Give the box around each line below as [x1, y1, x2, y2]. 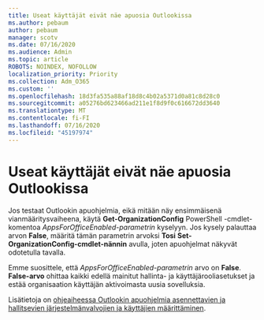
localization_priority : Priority [8, 70, 118, 78]
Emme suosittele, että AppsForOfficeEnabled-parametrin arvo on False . [8, 262, 242, 272]
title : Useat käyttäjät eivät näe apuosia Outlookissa [8, 11, 192, 20]
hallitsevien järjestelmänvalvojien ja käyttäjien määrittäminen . [8, 303, 206, 312]
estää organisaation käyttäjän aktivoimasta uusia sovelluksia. [8, 279, 206, 288]
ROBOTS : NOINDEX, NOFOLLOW [8, 63, 97, 71]
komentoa [8, 222, 41, 232]
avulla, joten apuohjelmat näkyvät [128, 239, 238, 248]
